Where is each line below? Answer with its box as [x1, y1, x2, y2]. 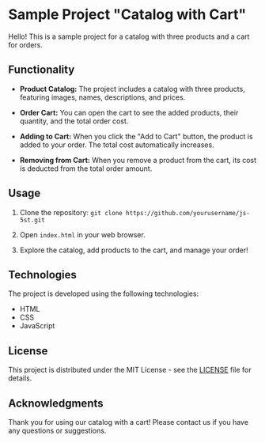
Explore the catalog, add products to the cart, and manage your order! [19, 245, 249, 255]
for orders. [8, 40, 44, 49]
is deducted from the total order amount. [19, 164, 153, 173]
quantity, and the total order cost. [19, 116, 129, 126]
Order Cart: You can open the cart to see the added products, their [19, 108, 239, 117]
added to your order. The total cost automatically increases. [19, 140, 215, 150]
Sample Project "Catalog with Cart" [8, 6, 247, 24]
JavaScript [19, 321, 55, 331]
